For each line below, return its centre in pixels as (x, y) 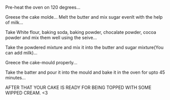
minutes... (16, 78)
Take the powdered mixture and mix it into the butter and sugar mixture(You (84, 47)
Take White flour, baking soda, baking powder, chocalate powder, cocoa (81, 32)
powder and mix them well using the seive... (51, 38)
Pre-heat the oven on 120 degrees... (43, 7)
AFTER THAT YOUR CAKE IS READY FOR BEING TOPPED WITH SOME (78, 87)
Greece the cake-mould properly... (41, 62)
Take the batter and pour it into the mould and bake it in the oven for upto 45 (85, 72)
